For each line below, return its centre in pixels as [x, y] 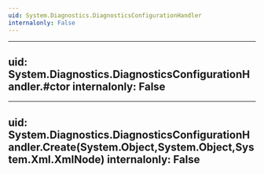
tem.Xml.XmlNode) [57, 159]
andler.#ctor [39, 86]
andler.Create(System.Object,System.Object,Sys [131, 147]
